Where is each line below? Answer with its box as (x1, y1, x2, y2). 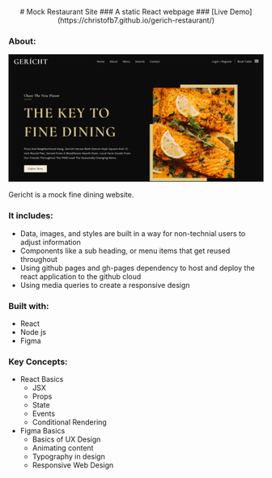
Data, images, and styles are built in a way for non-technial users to (19, 228, 245, 238)
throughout (19, 254, 58, 264)
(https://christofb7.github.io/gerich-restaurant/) (57, 15, 215, 25)
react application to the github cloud (19, 271, 142, 281)
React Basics (19, 374, 64, 384)
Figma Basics (19, 426, 66, 436)
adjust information (19, 237, 81, 247)
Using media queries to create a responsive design (19, 280, 190, 290)
